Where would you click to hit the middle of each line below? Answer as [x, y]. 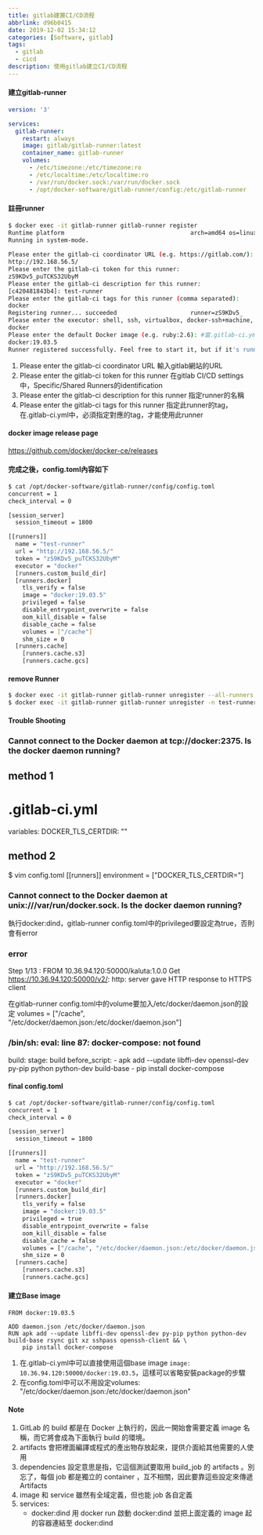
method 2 [32, 856]
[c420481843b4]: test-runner [56, 291]
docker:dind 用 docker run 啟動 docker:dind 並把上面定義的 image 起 [142, 1513]
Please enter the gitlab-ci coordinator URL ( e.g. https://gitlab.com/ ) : [131, 255]
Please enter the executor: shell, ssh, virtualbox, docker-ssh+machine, [131, 320]
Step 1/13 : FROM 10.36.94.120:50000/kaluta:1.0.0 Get [94, 971]
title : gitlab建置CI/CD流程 [52, 15]
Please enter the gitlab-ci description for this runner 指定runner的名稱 [132, 395]
